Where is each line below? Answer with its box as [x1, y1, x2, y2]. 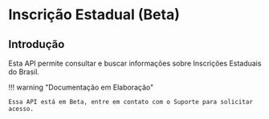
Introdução [8, 38, 65, 51]
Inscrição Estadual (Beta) [8, 6, 181, 24]
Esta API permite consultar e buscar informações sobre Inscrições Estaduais [8, 58, 262, 68]
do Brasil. [8, 67, 40, 77]
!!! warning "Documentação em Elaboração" [8, 82, 154, 92]
